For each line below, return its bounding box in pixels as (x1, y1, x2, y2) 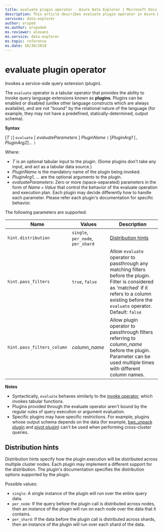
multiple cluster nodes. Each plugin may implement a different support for (5, 461, 152, 467)
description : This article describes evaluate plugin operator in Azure (5, 12, 155, 17)
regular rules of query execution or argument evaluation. (12, 408, 125, 414)
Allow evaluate (110, 248, 144, 254)
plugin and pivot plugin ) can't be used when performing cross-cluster (12, 424, 151, 430)
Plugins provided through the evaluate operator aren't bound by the (12, 403, 147, 409)
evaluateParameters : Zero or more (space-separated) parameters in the (12, 179, 156, 185)
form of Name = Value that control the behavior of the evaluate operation (12, 184, 158, 190)
